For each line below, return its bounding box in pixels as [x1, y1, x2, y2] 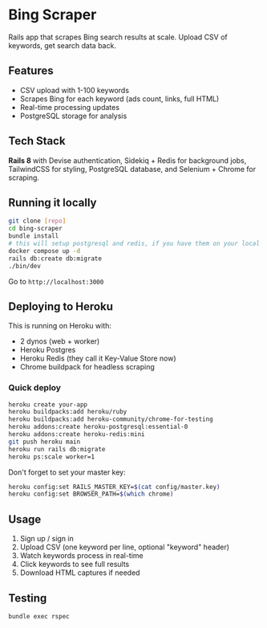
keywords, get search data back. [8, 40, 116, 50]
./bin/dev [8, 262, 42, 270]
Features [8, 64, 54, 78]
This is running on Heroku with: [8, 321, 112, 331]
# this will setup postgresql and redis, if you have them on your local [8, 239, 261, 247]
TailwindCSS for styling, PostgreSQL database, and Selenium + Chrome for [8, 164, 257, 173]
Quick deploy [8, 382, 62, 394]
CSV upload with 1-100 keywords [19, 85, 130, 95]
